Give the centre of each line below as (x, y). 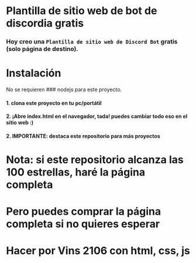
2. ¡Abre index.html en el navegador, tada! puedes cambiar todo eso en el (97, 116)
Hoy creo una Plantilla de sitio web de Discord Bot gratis (92, 42)
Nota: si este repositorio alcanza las (95, 160)
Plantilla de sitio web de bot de (82, 11)
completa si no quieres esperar (83, 224)
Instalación (34, 73)
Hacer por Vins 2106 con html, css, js (98, 251)
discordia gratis (45, 23)
